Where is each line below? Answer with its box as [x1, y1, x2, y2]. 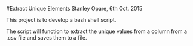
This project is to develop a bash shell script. [6, 17, 117, 23]
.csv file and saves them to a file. [6, 34, 88, 41]
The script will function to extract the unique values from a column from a [6, 28, 187, 35]
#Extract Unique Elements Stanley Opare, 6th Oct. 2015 [6, 5, 143, 12]
